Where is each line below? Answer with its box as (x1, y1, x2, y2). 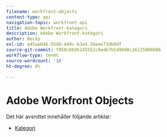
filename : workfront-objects (6, 8, 77, 15)
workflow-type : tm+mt (6, 52, 59, 58)
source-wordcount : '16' (6, 58, 64, 64)
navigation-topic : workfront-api (6, 19, 88, 25)
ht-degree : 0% (6, 63, 41, 69)
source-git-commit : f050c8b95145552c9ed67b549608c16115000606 (6, 47, 161, 53)
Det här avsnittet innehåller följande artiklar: (6, 113, 112, 121)
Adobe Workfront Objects (6, 93, 134, 107)
